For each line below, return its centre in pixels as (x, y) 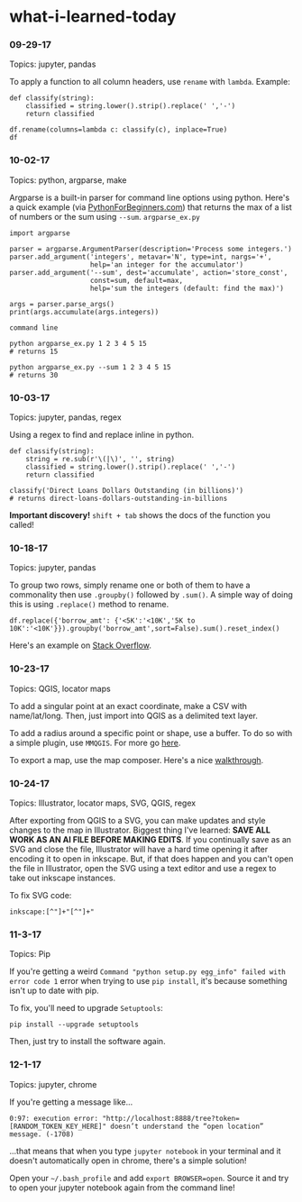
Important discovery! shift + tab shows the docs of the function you (140, 515)
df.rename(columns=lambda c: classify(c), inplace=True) (119, 130)
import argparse (40, 233)
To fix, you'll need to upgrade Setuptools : (87, 1008)
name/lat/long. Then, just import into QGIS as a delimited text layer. (134, 715)
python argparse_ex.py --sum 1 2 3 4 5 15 (90, 367)
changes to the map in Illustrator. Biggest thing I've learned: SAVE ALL (140, 830)
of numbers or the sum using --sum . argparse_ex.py (105, 216)
